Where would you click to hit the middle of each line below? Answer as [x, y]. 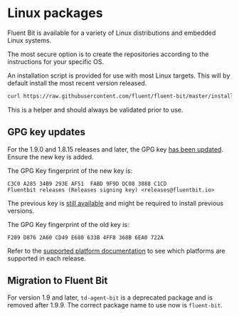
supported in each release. [47, 258]
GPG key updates [47, 132]
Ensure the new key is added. [51, 157]
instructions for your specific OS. [56, 61]
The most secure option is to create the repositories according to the [108, 54]
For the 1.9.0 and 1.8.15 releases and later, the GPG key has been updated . [116, 149]
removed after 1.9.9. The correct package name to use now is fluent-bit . [115, 305]
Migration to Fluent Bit [58, 281]
